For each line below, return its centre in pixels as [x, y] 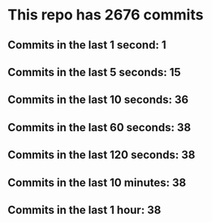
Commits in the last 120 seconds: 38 [102, 155]
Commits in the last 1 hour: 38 [84, 209]
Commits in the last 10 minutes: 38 [97, 183]
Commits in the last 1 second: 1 [87, 45]
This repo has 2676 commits [106, 15]
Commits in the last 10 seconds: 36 [98, 100]
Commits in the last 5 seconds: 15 [94, 72]
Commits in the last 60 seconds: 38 [100, 127]
